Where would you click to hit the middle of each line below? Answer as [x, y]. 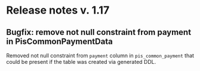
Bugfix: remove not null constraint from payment [99, 32]
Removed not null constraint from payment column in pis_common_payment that [100, 56]
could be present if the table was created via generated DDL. [81, 62]
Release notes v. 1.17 [58, 10]
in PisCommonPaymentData [60, 41]
